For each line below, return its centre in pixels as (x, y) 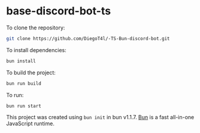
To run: (15, 95)
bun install (21, 61)
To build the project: (31, 72)
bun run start (24, 106)
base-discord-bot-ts (59, 11)
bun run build (24, 83)
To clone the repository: (36, 28)
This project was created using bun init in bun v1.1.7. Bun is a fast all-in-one (100, 117)
